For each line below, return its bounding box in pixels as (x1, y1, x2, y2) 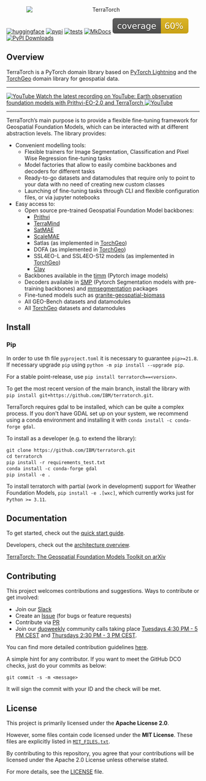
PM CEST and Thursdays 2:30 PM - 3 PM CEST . (15, 631, 137, 639)
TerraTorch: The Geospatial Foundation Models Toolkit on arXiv (6, 553, 166, 560)
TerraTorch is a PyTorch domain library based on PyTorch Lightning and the (6, 68, 197, 75)
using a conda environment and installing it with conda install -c (6, 416, 173, 424)
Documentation (6, 513, 67, 524)
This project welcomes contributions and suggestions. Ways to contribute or (6, 587, 199, 595)
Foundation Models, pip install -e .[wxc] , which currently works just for (6, 489, 194, 496)
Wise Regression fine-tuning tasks (24, 154, 112, 162)
